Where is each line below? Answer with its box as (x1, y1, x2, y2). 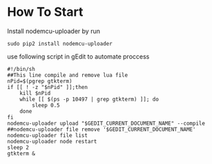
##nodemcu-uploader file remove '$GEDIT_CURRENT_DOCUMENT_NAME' (7, 125, 196, 133)
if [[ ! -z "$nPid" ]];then (7, 83, 88, 90)
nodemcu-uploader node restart (7, 138, 97, 145)
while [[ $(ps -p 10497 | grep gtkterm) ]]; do (19, 96, 159, 103)
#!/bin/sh (7, 65, 36, 72)
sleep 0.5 (32, 101, 60, 109)
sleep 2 (7, 144, 30, 151)
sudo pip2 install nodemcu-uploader (7, 40, 113, 47)
